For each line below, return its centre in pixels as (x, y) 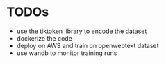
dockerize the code (44, 38)
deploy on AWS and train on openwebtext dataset (88, 45)
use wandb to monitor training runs (67, 53)
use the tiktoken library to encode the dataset (82, 31)
